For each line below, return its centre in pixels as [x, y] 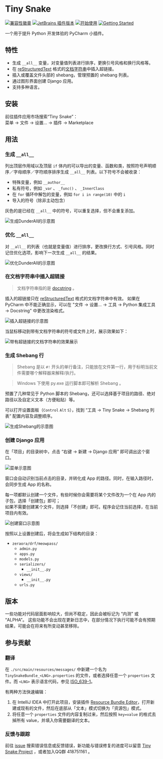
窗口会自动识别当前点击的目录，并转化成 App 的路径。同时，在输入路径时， [81, 478]
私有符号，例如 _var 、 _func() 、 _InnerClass [58, 189]
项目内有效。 [18, 513]
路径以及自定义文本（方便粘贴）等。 [41, 400]
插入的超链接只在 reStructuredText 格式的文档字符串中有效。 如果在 [73, 298]
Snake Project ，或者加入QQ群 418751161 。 [49, 752]
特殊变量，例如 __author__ [39, 182]
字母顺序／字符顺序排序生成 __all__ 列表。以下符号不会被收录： [77, 172]
